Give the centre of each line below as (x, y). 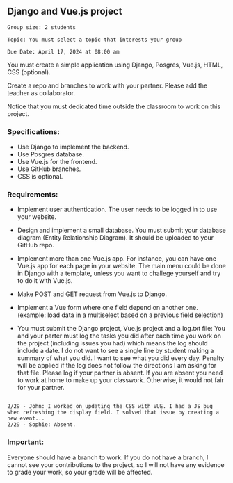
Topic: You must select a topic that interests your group (95, 40)
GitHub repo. (35, 245)
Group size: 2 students (42, 27)
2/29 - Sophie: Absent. (42, 425)
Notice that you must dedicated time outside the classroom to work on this (114, 106)
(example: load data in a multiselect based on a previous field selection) (120, 315)
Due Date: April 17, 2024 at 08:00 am (63, 51)
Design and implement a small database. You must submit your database (121, 230)
